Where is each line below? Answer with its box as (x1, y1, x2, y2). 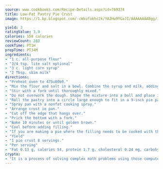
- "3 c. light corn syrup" (5, 66, 60, 71)
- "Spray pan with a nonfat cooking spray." (5, 102, 97, 107)
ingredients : (5, 52, 32, 57)
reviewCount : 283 (5, 38, 40, 44)
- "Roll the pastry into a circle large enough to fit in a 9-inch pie (5, 97, 153, 102)
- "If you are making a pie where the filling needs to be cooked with (5, 129, 153, 134)
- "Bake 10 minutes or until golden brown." (5, 120, 97, 125)
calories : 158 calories (5, 34, 53, 39)
